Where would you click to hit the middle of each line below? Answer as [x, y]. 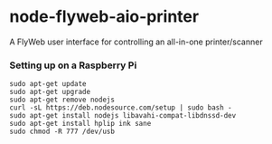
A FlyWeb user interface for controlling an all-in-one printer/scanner [136, 42]
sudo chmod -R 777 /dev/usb [62, 132]
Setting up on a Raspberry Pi [73, 65]
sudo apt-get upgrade [50, 92]
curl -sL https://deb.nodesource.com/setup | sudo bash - [121, 108]
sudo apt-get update [48, 84]
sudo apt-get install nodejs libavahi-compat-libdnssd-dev [123, 116]
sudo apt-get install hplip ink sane [80, 124]
